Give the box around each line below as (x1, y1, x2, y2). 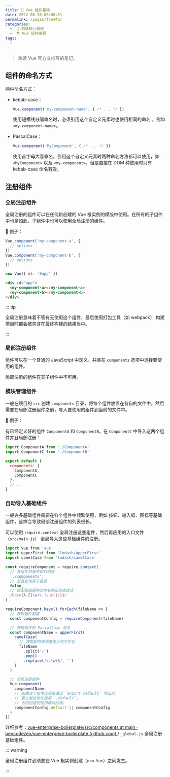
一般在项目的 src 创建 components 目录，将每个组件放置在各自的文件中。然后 (5, 400, 164, 406)
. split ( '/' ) (23, 649, 49, 654)
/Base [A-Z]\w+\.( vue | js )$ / (10, 593, 67, 598)
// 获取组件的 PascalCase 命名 (10, 625, 71, 630)
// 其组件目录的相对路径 (10, 569, 55, 574)
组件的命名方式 (5, 72, 52, 80)
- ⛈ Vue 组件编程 (10, 31, 47, 36)
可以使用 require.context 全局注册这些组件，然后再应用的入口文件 (5, 529, 145, 536)
